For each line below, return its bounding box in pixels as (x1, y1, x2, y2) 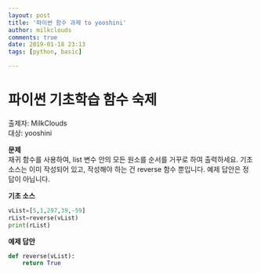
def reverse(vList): (8, 252, 76, 260)
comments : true (8, 33, 58, 42)
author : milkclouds (8, 26, 72, 34)
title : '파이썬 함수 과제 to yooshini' (8, 19, 127, 27)
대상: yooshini (8, 128, 53, 137)
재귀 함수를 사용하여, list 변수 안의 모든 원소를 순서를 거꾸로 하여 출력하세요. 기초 (8, 155, 253, 164)
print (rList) (8, 221, 51, 229)
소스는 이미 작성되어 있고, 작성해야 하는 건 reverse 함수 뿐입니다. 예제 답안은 (8, 164, 241, 173)
